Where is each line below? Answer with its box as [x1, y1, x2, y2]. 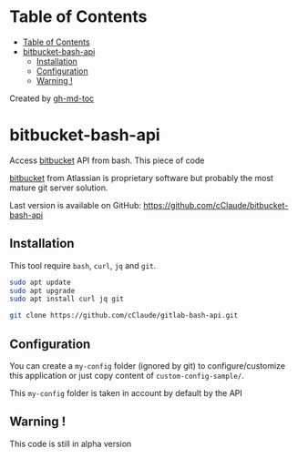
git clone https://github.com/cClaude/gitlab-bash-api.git [9, 311, 239, 321]
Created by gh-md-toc [9, 93, 95, 104]
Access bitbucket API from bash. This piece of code [9, 155, 205, 166]
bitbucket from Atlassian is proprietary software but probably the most [9, 172, 273, 183]
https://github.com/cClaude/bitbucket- [143, 199, 289, 210]
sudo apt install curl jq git [9, 294, 125, 304]
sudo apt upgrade [9, 286, 76, 295]
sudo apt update [9, 278, 71, 287]
